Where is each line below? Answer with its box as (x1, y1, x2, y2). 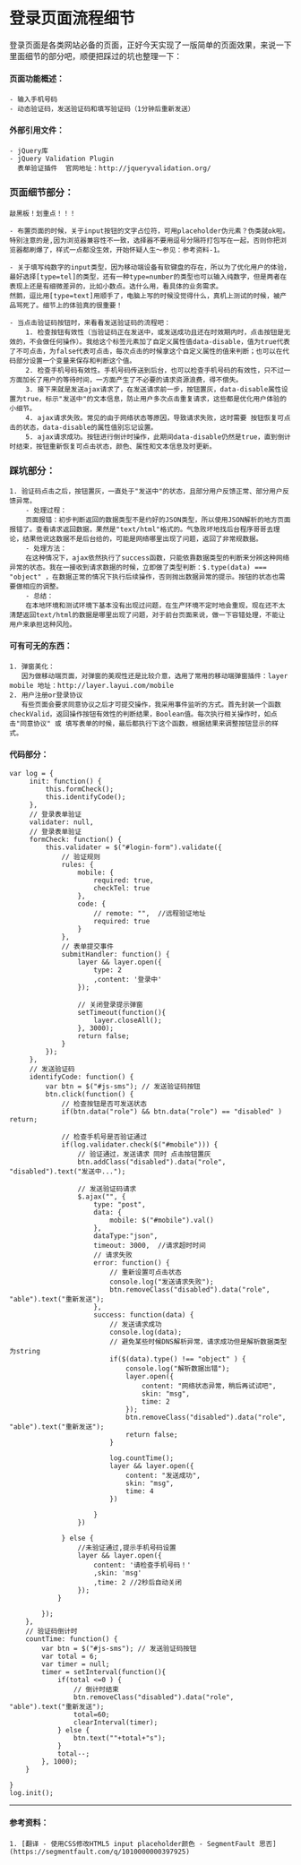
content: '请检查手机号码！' (93, 1560, 192, 1570)
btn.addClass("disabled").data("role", (77, 1157, 227, 1167)
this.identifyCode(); (45, 793, 126, 802)
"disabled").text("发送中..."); (9, 1167, 126, 1176)
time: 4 (125, 1487, 154, 1496)
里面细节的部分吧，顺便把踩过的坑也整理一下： (9, 50, 182, 61)
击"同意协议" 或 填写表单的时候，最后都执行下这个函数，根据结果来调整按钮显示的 (9, 719, 272, 728)
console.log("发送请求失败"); (108, 1277, 214, 1286)
